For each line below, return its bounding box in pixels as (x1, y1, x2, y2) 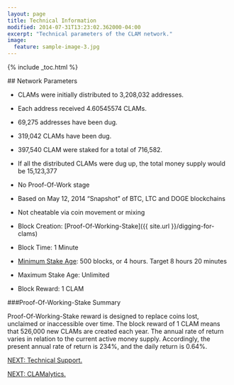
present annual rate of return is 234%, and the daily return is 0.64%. (7, 342, 208, 350)
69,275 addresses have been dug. (17, 118, 118, 126)
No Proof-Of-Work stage (17, 180, 90, 189)
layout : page (7, 10, 46, 18)
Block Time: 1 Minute (17, 243, 79, 251)
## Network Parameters (7, 77, 78, 85)
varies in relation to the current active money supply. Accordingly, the (7, 335, 211, 343)
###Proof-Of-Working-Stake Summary (7, 298, 121, 306)
